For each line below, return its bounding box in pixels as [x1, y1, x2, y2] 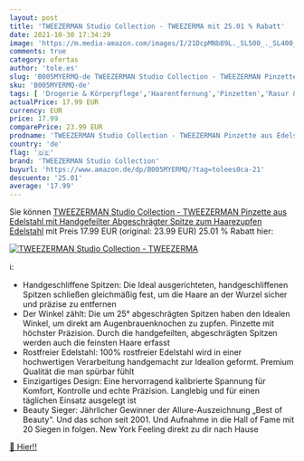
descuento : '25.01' [9, 173, 83, 182]
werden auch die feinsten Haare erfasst [22, 337, 170, 349]
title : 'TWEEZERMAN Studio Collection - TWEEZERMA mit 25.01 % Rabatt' [9, 22, 285, 31]
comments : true [9, 47, 67, 56]
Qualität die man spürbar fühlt [22, 366, 135, 377]
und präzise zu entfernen [22, 299, 117, 310]
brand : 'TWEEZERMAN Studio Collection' [9, 156, 160, 166]
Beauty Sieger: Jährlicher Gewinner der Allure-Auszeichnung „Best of [22, 405, 283, 416]
